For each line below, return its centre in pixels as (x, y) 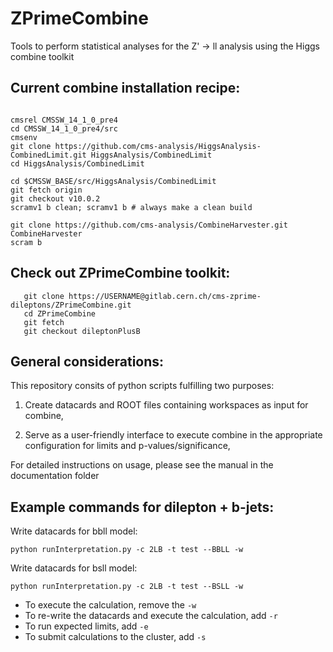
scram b (26, 242)
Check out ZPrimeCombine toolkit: (120, 273)
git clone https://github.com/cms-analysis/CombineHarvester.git (149, 225)
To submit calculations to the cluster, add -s (115, 637)
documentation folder (55, 476)
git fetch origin (46, 190)
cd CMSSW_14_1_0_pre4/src (64, 128)
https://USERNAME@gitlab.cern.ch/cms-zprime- (165, 296)
